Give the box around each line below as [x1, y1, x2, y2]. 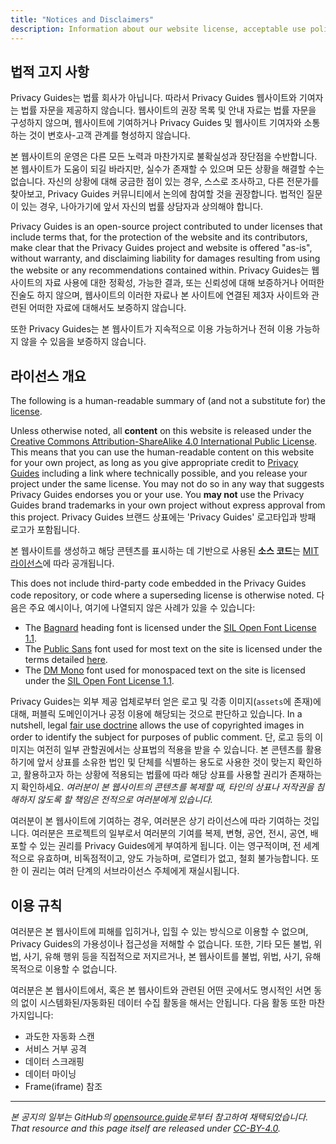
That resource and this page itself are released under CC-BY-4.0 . [10, 1122, 282, 1134]
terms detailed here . [24, 654, 108, 666]
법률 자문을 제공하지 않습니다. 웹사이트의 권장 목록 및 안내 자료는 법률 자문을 [20, 104, 317, 116]
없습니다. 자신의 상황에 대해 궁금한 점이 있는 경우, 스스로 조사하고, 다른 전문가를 [10, 176, 320, 188]
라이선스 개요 [10, 367, 87, 385]
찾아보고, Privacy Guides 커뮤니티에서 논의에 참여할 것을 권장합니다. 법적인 [10, 188, 305, 200]
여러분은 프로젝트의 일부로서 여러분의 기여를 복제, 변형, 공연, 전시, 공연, [31, 827, 308, 840]
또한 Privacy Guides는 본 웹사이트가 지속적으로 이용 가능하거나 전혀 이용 [10, 323, 294, 335]
